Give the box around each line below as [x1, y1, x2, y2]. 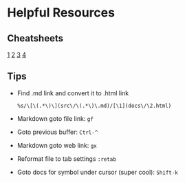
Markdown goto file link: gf [17, 114, 94, 122]
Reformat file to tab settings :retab [17, 154, 117, 163]
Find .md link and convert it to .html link [17, 88, 129, 97]
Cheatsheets [7, 32, 64, 44]
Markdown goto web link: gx [17, 141, 98, 149]
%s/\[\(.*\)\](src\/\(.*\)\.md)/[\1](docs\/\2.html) [17, 102, 172, 109]
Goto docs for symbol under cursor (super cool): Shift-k [17, 168, 179, 176]
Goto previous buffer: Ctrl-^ [17, 128, 98, 136]
